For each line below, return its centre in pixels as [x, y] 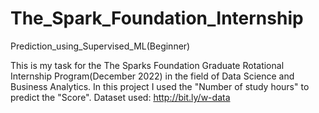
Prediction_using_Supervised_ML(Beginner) [100, 46]
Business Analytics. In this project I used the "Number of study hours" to [160, 86]
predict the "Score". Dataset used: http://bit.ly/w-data [120, 97]
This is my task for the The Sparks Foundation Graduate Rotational [147, 65]
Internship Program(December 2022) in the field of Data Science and [152, 76]
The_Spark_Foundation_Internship [157, 18]
